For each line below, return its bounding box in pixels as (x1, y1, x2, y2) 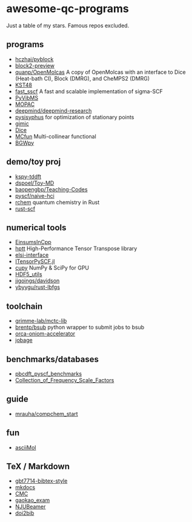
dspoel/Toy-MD (15, 179, 55, 187)
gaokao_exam (15, 497, 50, 504)
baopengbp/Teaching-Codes (15, 185, 88, 193)
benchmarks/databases (6, 354, 99, 365)
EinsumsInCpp (15, 239, 51, 246)
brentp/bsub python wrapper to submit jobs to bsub (15, 323, 145, 331)
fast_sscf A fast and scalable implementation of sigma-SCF (15, 87, 164, 95)
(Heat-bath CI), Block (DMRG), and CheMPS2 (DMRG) (15, 74, 150, 82)
